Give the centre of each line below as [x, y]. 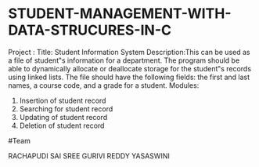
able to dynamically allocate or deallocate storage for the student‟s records [130, 68]
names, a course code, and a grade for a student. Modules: [104, 85]
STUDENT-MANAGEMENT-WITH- [120, 14]
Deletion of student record [62, 125]
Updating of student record [63, 117]
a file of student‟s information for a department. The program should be [124, 60]
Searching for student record [66, 109]
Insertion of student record [63, 100]
